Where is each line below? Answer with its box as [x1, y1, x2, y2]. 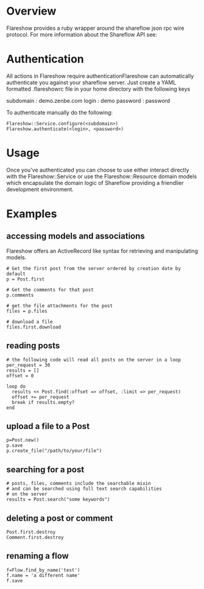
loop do [6, 383, 26, 389]
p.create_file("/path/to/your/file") [6, 448, 102, 454]
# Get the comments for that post [6, 287, 94, 293]
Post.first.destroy [6, 529, 56, 535]
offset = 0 [6, 372, 34, 378]
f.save [6, 577, 23, 584]
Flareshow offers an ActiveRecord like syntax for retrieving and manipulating [6, 247, 198, 254]
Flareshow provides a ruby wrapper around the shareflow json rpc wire [6, 24, 185, 32]
